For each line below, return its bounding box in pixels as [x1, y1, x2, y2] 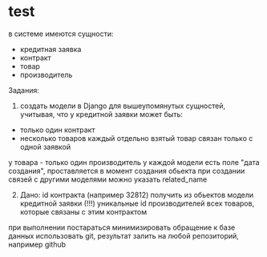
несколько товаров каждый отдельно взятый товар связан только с [19, 133, 253, 143]
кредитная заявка [19, 44, 82, 54]
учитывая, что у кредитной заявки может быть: [19, 109, 183, 118]
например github [8, 239, 67, 249]
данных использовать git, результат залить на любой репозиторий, [8, 231, 239, 240]
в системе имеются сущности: [8, 29, 114, 38]
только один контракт [19, 125, 95, 135]
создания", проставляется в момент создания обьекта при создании [8, 166, 245, 175]
